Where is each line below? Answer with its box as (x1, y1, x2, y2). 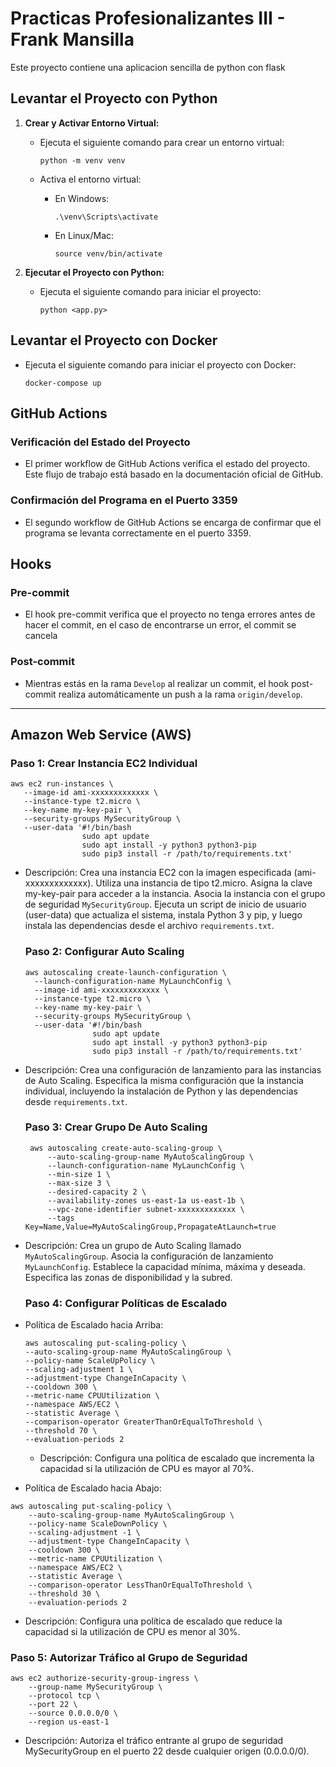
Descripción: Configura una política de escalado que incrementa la (39, 1452, 315, 1464)
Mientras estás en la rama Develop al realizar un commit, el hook (24, 677, 290, 689)
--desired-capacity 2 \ (47, 1187, 147, 1197)
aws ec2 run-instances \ (10, 779, 114, 789)
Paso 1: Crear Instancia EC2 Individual (10, 756, 198, 770)
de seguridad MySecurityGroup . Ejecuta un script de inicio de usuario (24, 898, 307, 911)
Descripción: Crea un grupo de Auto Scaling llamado (24, 1239, 242, 1251)
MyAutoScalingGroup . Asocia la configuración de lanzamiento (24, 1250, 274, 1262)
